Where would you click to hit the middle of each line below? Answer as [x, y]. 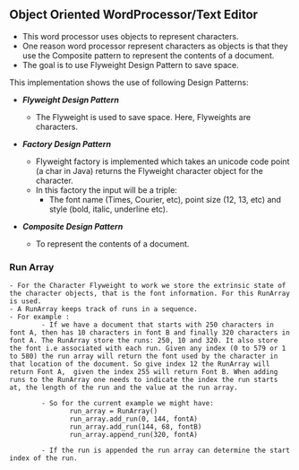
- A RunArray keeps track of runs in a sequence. [104, 309]
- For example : [39, 318]
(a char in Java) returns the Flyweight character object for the [149, 170]
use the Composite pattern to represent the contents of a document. [148, 55]
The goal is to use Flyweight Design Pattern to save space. [130, 65]
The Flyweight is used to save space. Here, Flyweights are [143, 117]
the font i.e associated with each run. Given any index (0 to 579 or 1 [148, 349]
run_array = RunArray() [114, 412]
